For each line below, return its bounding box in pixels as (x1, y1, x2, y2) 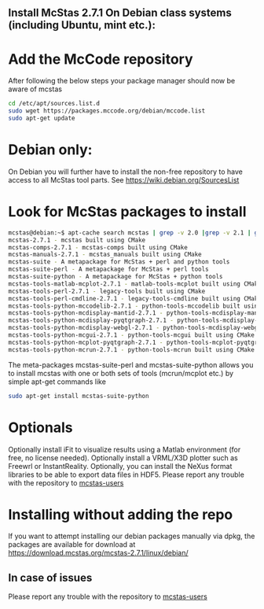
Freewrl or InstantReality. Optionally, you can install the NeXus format (8, 461, 233, 471)
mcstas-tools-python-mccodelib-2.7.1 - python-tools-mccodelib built (8, 302, 241, 310)
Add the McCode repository (8, 50, 194, 68)
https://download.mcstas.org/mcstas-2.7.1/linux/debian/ (8, 548, 189, 558)
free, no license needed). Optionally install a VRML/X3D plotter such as (8, 452, 238, 463)
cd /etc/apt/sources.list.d (8, 100, 101, 108)
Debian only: (8, 141, 93, 159)
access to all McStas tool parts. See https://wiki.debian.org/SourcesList (8, 175, 240, 184)
